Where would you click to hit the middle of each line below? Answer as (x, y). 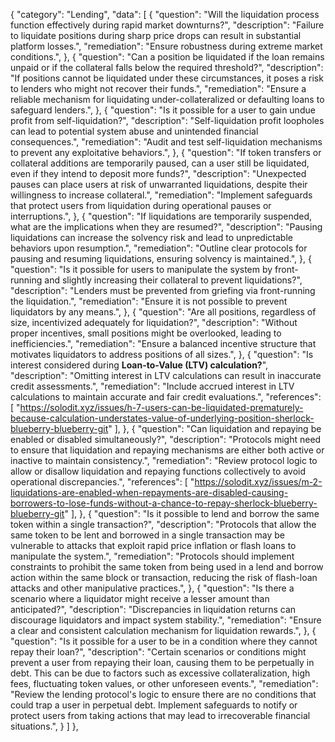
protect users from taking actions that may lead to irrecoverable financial (160, 715)
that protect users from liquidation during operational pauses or (141, 205)
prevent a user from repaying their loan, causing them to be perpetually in (162, 662)
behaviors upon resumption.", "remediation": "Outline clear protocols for (159, 248)
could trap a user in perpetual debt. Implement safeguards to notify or (154, 705)
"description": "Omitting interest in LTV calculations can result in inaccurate (166, 375)
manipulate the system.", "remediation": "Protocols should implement (152, 556)
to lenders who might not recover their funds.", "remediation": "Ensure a (158, 88)
